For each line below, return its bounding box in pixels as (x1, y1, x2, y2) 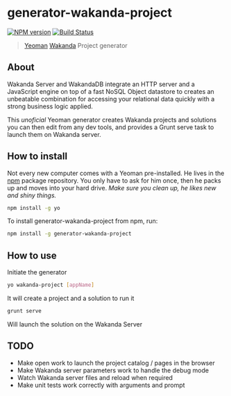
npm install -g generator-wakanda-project (7, 231, 132, 238)
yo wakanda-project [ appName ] (7, 281, 95, 289)
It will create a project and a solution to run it (7, 294, 135, 302)
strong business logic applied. (7, 102, 94, 110)
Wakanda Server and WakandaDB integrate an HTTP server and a (7, 80, 196, 88)
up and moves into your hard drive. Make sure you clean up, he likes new (7, 183, 216, 192)
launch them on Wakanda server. (7, 130, 102, 138)
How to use (7, 249, 57, 261)
